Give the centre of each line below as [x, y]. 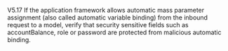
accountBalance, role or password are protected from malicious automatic [114, 32]
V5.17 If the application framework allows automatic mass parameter [106, 10]
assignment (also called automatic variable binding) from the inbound [108, 17]
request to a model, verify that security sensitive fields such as [98, 25]
